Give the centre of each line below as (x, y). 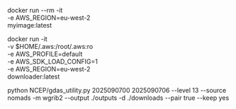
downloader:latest (34, 76)
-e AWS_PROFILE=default (45, 54)
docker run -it (27, 39)
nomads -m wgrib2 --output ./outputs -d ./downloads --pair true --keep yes (118, 98)
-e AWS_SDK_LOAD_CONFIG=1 (52, 62)
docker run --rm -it (35, 10)
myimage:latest (30, 25)
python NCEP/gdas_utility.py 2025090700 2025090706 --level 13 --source (117, 90)
